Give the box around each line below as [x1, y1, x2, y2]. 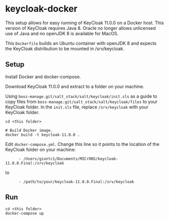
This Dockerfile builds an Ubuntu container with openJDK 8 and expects [5, 40, 157, 46]
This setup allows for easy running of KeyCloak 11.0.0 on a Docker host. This [5, 20, 164, 26]
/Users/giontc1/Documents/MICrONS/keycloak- [23, 156, 119, 161]
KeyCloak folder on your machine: [5, 146, 76, 152]
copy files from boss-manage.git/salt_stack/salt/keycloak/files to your [5, 98, 158, 104]
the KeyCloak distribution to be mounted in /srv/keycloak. [5, 45, 125, 51]
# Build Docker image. [5, 128, 53, 133]
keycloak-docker [5, 3, 78, 15]
